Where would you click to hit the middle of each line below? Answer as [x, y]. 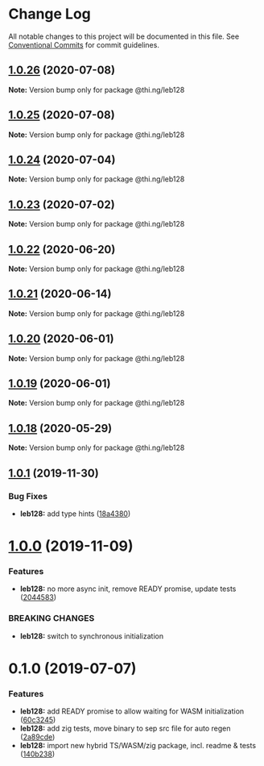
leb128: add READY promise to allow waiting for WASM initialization [132, 711]
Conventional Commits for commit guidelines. [84, 44]
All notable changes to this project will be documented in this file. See [124, 36]
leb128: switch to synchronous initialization [91, 636]
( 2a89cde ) [37, 737]
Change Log [49, 14]
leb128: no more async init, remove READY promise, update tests [128, 589]
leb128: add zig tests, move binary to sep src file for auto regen [125, 729]
